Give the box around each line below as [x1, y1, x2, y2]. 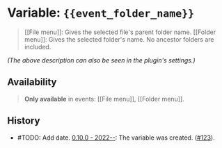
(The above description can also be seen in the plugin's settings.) [7, 56, 196, 64]
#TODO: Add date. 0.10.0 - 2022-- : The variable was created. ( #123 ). [17, 133, 215, 142]
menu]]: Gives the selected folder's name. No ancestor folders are [24, 35, 214, 43]
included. [24, 42, 51, 51]
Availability [7, 76, 57, 88]
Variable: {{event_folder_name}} [7, 5, 195, 21]
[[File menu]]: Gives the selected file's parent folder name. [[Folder [24, 28, 216, 36]
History [7, 115, 40, 126]
